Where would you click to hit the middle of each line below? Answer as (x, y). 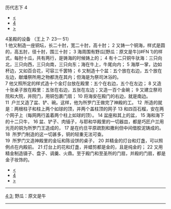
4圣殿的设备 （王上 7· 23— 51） (38, 39)
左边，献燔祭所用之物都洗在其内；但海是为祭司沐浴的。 (63, 77)
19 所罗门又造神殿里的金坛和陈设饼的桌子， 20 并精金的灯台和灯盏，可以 (82, 141)
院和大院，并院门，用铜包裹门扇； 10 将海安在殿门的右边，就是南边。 (78, 96)
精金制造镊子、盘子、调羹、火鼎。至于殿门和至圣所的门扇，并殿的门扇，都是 (85, 153)
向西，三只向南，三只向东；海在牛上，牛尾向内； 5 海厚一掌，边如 (92, 64)
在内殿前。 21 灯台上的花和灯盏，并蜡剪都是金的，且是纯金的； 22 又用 (89, 147)
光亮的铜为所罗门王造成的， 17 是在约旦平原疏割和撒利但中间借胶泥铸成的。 (84, 128)
